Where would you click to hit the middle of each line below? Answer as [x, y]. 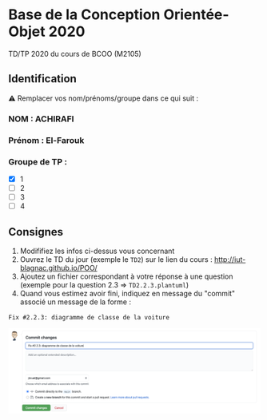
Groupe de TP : [38, 161]
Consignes [36, 232]
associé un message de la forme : [76, 302]
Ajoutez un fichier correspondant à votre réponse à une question [126, 276]
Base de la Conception [84, 15]
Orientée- [196, 15]
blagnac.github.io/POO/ [58, 267]
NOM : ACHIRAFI [41, 119]
